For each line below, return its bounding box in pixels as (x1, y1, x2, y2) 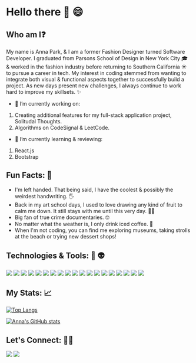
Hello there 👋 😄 (6, 5, 84, 19)
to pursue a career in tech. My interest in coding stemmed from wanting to (6, 70, 187, 76)
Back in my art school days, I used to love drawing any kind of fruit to (14, 201, 182, 208)
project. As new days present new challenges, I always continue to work (6, 82, 181, 89)
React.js (14, 147, 35, 154)
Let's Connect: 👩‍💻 (6, 335, 74, 345)
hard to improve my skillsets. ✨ (6, 89, 81, 95)
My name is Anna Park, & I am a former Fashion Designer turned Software (6, 48, 185, 55)
